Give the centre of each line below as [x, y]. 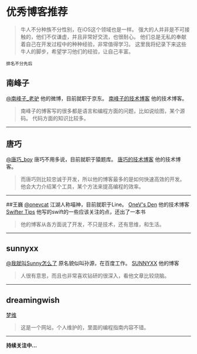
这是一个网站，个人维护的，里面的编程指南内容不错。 [85, 328]
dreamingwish [33, 300]
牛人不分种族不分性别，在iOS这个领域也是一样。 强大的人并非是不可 [102, 29]
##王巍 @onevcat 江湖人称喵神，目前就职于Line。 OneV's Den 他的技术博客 [98, 204]
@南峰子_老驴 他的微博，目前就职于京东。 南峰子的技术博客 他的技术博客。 [97, 98]
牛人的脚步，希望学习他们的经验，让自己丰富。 [77, 51]
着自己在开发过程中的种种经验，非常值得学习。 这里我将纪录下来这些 [103, 44]
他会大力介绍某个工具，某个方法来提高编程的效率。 [82, 186]
